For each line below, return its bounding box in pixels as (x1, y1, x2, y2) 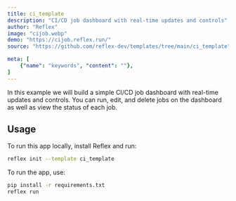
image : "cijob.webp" (7, 30, 68, 37)
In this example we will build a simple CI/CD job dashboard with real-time (7, 88, 219, 96)
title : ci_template (7, 10, 65, 18)
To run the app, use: (7, 168, 65, 176)
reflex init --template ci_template (7, 155, 114, 162)
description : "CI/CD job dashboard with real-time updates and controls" (7, 17, 228, 24)
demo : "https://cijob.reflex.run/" (7, 37, 112, 44)
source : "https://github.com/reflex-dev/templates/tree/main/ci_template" (7, 43, 231, 50)
